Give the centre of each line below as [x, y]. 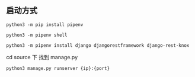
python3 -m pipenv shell [37, 35]
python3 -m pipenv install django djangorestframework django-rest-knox [98, 45]
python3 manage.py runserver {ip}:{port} [58, 68]
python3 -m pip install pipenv [45, 25]
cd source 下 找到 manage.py [42, 57]
